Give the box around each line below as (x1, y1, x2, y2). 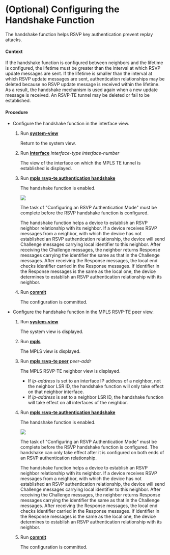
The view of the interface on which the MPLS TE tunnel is (20, 160, 141, 166)
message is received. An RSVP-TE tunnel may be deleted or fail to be (5, 92, 150, 98)
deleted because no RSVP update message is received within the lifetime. (5, 81, 160, 88)
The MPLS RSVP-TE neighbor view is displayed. (20, 368, 121, 374)
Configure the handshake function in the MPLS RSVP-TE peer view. (12, 309, 154, 315)
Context (5, 48, 23, 54)
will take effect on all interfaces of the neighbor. (27, 400, 128, 406)
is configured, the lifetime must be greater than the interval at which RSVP (5, 65, 161, 71)
